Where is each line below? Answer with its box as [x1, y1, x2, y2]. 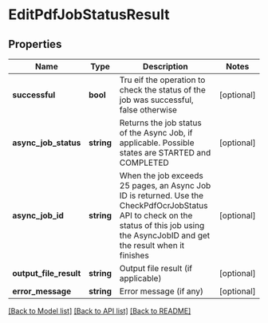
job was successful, [119, 94, 194, 105]
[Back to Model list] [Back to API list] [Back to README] [8, 306, 191, 316]
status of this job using [119, 220, 205, 230]
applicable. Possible [119, 137, 195, 148]
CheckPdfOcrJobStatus [119, 200, 209, 211]
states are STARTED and [119, 148, 211, 158]
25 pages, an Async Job [119, 180, 211, 191]
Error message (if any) [119, 286, 204, 297]
